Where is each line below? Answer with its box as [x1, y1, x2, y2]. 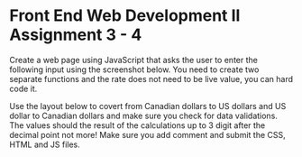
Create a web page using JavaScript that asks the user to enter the [9, 54, 259, 65]
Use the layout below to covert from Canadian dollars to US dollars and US [9, 100, 287, 111]
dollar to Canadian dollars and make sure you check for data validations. [9, 110, 278, 121]
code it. [9, 83, 38, 94]
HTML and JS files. [9, 139, 81, 150]
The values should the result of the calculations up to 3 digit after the [9, 119, 266, 131]
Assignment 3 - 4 [9, 24, 142, 45]
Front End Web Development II [9, 5, 241, 26]
